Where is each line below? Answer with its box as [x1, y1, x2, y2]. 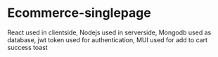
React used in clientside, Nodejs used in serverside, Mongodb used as [7, 28, 212, 37]
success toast [7, 43, 48, 51]
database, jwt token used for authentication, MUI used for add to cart [7, 35, 207, 44]
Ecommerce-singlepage [7, 5, 151, 21]
